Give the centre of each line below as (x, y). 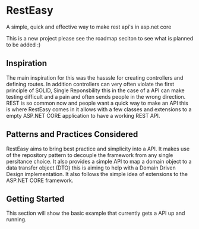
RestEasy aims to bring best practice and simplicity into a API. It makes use (98, 149)
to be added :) (23, 45)
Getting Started (35, 199)
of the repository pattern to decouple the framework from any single (90, 155)
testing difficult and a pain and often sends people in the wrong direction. (96, 96)
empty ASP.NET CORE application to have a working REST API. (83, 115)
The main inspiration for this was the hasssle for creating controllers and (95, 77)
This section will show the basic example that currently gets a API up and (96, 213)
